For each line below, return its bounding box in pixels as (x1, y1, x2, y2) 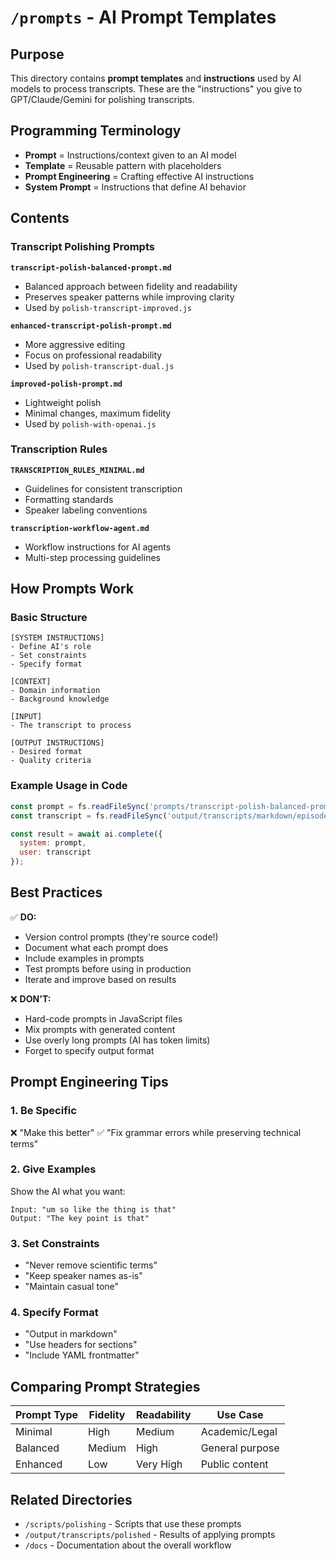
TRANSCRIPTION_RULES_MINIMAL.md (10, 465, 145, 475)
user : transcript (19, 847, 92, 858)
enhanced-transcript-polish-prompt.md (10, 321, 172, 331)
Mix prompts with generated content (24, 1023, 176, 1035)
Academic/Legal (200, 1425, 278, 1439)
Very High (136, 1457, 183, 1471)
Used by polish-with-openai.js (24, 417, 157, 430)
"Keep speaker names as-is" (24, 1270, 143, 1282)
